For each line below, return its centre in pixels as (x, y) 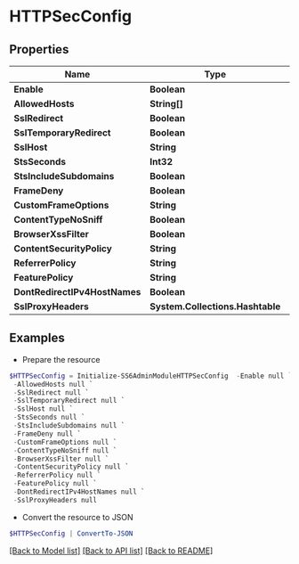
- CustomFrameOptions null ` (65, 442)
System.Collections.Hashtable (215, 307)
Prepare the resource (61, 359)
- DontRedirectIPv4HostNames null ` (79, 492)
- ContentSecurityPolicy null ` (71, 467)
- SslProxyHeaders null (55, 500)
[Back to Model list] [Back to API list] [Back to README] (111, 551)
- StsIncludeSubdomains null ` (69, 426)
